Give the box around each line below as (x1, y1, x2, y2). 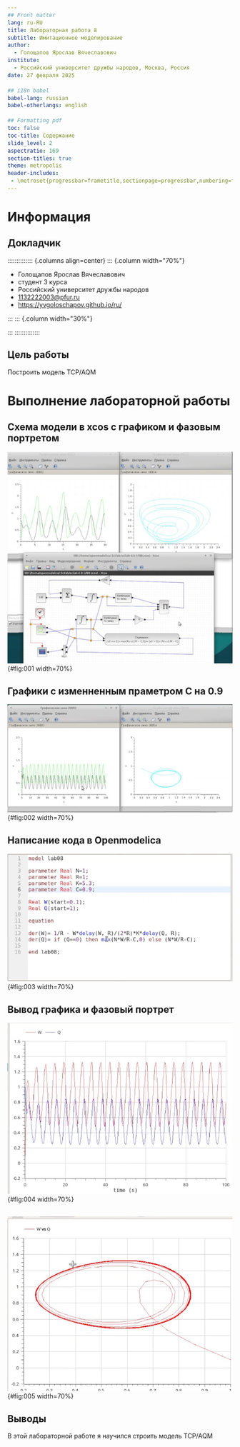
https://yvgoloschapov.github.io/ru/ (17, 300, 122, 309)
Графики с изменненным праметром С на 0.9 (7, 685, 224, 697)
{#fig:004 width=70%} (7, 1195, 74, 1203)
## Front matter (7, 11, 56, 19)
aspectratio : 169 (7, 147, 59, 154)
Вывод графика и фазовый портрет (7, 1003, 174, 1016)
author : (7, 41, 31, 49)
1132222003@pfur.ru (17, 293, 80, 301)
